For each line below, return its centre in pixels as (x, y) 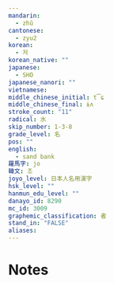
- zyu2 (26, 38)
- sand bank (35, 156)
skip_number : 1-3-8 (40, 127)
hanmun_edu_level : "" (44, 193)
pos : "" (21, 141)
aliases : (23, 231)
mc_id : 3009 (28, 208)
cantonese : (26, 30)
